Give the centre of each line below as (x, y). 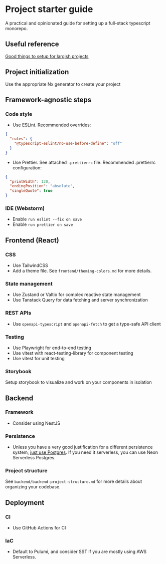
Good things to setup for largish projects (47, 56)
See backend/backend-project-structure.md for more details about (74, 481)
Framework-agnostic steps (48, 99)
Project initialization (37, 72)
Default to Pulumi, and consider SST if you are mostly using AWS (79, 551)
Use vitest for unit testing (39, 358)
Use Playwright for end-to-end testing (52, 348)
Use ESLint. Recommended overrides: (52, 125)
